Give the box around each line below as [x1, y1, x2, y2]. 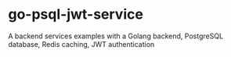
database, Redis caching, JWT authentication [8, 39, 155, 48]
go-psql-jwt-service [8, 5, 143, 23]
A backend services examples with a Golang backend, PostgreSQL [8, 31, 224, 41]
